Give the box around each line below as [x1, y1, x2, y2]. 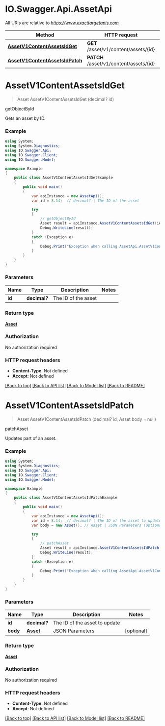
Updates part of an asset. [5, 436, 56, 441]
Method [35, 31, 55, 38]
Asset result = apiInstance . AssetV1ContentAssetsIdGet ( [40, 221, 157, 226]
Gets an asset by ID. [5, 115, 46, 121]
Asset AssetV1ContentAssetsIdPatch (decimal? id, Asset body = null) [17, 416, 156, 422]
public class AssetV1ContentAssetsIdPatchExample [14, 495, 118, 500]
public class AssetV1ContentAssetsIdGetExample [14, 175, 113, 181]
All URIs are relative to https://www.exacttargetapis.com [5, 20, 119, 26]
